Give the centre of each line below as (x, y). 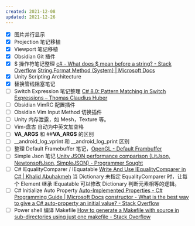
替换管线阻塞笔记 (35, 84)
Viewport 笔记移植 (36, 49)
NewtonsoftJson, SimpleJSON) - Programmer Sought (78, 163)
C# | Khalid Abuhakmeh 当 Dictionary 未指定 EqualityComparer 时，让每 (101, 176)
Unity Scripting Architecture (47, 76)
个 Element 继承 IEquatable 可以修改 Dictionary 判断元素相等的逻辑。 (97, 184)
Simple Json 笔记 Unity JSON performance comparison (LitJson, (92, 156)
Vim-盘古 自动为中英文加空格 (49, 127)
